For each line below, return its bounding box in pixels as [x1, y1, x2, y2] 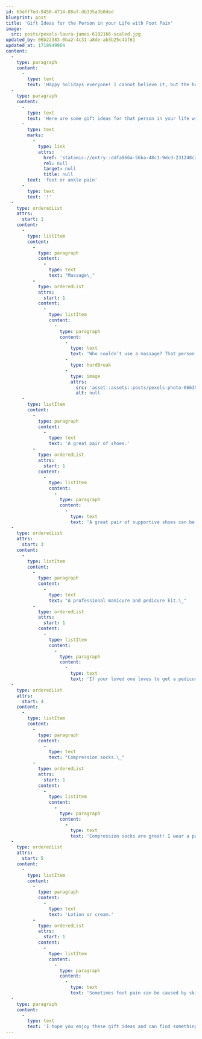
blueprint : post [5, 14, 46, 21]
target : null [43, 166, 77, 172]
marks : [27, 132, 44, 139]
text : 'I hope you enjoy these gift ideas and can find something [27, 1023, 198, 1030]
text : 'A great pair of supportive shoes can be [70, 519, 195, 525]
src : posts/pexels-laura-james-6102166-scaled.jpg [11, 31, 141, 37]
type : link [37, 143, 66, 150]
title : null [43, 171, 74, 178]
